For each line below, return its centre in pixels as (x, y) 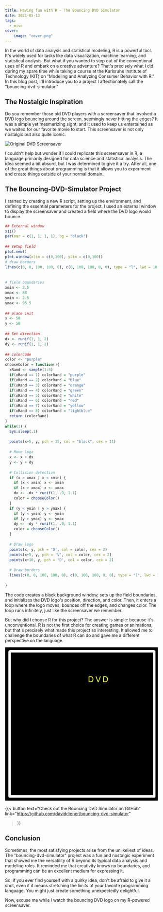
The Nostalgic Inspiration (44, 102)
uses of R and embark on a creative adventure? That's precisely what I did (79, 66)
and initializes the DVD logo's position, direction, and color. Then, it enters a (81, 600)
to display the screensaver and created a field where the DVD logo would (78, 211)
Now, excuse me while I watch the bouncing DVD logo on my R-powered (78, 900)
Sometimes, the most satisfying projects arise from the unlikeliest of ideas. (80, 850)
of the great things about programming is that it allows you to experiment (78, 168)
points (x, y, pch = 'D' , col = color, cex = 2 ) (58, 549)
